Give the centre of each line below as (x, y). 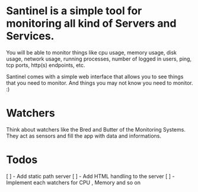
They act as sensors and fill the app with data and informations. (84, 136)
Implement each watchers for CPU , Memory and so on (74, 183)
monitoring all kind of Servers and (91, 23)
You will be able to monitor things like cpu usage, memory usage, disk (91, 52)
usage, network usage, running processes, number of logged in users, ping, (99, 59)
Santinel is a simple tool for (74, 11)
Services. (30, 36)
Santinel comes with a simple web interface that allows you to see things (95, 76)
